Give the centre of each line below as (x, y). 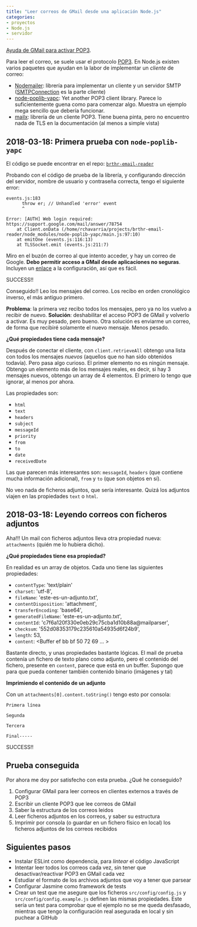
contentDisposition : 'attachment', (56, 603)
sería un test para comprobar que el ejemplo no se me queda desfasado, (103, 905)
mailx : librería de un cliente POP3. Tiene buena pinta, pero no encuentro (102, 117)
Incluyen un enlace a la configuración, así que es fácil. (72, 268)
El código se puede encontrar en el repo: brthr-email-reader (80, 163)
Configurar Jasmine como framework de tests (70, 886)
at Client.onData (38, 229)
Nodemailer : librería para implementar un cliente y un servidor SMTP (98, 85)
